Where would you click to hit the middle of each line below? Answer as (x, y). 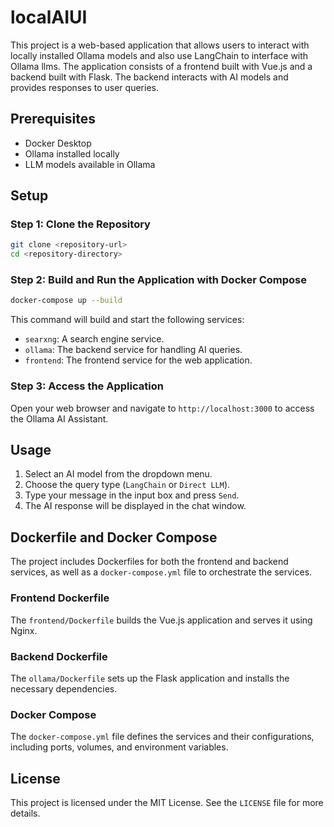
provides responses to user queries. (84, 87)
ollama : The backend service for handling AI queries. (133, 350)
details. (25, 813)
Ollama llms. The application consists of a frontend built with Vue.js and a (161, 66)
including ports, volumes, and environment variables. (119, 747)
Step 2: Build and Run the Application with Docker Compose (158, 280)
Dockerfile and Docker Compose (114, 537)
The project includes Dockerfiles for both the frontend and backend (149, 562)
